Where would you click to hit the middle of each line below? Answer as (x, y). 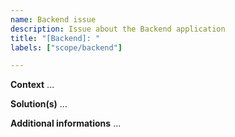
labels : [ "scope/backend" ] (66, 47)
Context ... (32, 85)
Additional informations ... (66, 123)
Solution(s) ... (39, 104)
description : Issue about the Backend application (118, 29)
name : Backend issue (53, 19)
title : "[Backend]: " (55, 38)
